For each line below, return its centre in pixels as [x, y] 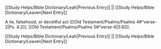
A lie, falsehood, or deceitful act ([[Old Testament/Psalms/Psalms [70, 22]
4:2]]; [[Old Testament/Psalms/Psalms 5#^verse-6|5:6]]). [73, 27]
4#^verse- [146, 22]
